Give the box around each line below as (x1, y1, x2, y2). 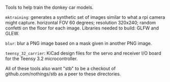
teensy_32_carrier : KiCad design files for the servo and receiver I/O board (5, 50, 161, 56)
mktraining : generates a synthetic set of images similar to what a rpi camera (5, 14, 165, 20)
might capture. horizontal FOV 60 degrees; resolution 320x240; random (5, 20, 156, 25)
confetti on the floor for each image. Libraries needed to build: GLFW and (5, 25, 159, 31)
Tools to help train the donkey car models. (5, 5, 94, 10)
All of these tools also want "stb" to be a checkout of (5, 66, 116, 71)
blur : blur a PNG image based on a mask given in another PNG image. (5, 40, 152, 46)
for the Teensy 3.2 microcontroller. (5, 56, 78, 62)
